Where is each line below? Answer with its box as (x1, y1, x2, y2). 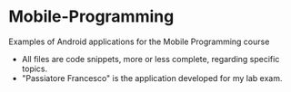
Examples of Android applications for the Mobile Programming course (8, 36, 270, 47)
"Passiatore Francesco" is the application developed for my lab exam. (21, 72, 283, 83)
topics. (21, 63, 48, 74)
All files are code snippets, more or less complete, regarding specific (21, 53, 280, 64)
